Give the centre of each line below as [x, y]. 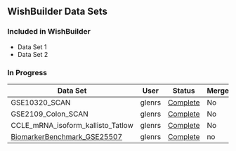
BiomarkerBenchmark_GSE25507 [67, 136]
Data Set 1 [32, 47]
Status [184, 91]
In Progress [27, 72]
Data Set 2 [33, 54]
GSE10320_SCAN [41, 103]
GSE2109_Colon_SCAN [50, 114]
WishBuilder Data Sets [57, 12]
